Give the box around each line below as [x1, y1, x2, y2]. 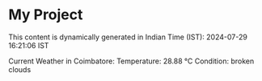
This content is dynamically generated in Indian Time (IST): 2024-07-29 [8, 32, 248, 42]
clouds [8, 64, 32, 74]
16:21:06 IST [8, 40, 49, 50]
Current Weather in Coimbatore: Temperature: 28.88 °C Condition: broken [8, 56, 255, 66]
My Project [8, 6, 83, 24]
